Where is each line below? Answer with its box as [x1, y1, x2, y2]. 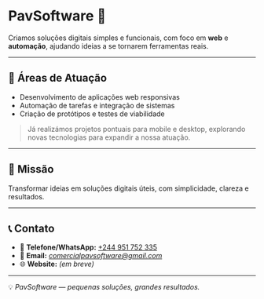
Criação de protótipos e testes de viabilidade [19, 109, 165, 119]
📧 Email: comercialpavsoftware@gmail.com [19, 251, 163, 261]
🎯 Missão [8, 162, 54, 176]
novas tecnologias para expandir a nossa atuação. [27, 133, 191, 142]
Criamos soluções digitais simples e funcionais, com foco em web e [8, 33, 229, 42]
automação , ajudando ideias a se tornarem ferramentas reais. [8, 41, 209, 50]
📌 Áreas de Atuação [8, 71, 108, 85]
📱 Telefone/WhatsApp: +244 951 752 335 [19, 242, 157, 252]
